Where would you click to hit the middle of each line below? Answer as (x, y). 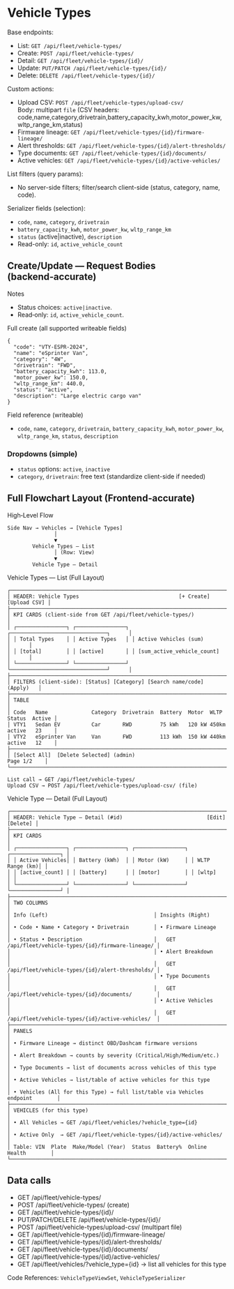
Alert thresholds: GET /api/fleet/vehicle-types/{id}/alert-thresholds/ (122, 145)
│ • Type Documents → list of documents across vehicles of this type (112, 1068)
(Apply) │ (24, 688)
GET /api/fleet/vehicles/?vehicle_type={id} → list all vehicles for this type (122, 1264)
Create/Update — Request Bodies (81, 266)
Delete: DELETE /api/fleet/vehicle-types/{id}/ (86, 75)
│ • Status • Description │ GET (92, 940)
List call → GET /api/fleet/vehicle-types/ (71, 779)
